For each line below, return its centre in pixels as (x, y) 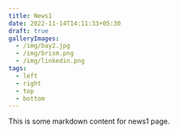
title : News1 (30, 16)
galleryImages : (34, 38)
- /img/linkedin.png (50, 61)
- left (27, 76)
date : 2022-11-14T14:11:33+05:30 (65, 23)
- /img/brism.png (45, 53)
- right (29, 83)
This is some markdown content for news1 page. (89, 121)
